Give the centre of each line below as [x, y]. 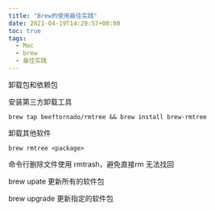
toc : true [25, 31]
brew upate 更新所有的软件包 [56, 181]
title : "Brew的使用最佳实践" [53, 16]
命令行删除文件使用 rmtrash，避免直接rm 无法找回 [91, 164]
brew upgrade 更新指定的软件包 [61, 198]
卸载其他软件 [29, 133]
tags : [17, 38]
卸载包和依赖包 [33, 85]
